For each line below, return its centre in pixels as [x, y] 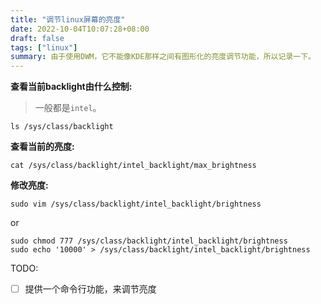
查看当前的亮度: [42, 147]
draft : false [37, 38]
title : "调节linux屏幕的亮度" [68, 19]
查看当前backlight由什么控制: [71, 87]
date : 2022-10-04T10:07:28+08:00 [80, 29]
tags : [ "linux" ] [44, 47]
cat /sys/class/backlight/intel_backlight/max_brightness [133, 166]
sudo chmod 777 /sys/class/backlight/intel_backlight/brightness [149, 241]
